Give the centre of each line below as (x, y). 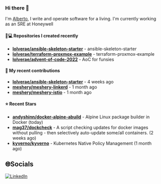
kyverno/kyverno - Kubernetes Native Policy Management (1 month (82, 143)
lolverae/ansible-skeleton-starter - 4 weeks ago (63, 82)
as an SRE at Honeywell (29, 24)
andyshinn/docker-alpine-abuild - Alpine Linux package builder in (81, 117)
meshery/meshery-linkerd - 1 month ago (55, 87)
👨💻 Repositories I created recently (42, 36)
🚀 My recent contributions (33, 71)
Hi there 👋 (17, 8)
